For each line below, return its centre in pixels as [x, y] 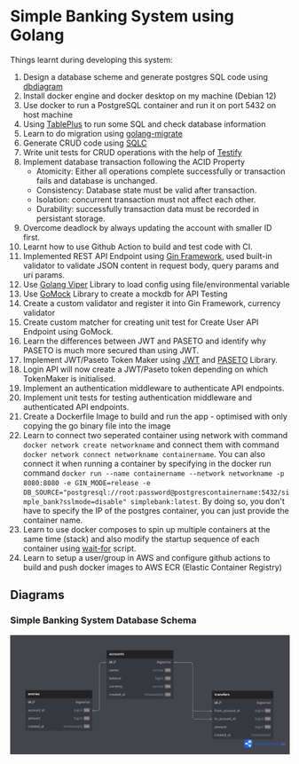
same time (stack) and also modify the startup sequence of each [141, 539]
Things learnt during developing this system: [92, 59]
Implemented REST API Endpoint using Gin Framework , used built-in [148, 256]
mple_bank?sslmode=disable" [75, 502]
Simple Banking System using [122, 16]
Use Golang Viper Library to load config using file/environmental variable [156, 284]
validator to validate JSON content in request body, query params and [150, 265]
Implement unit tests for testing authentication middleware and [137, 398]
